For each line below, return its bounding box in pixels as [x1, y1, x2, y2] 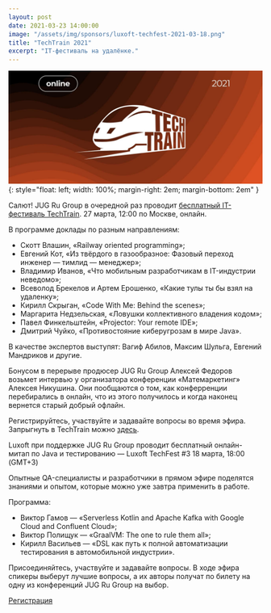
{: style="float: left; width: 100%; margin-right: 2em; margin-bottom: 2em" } [8, 184, 260, 194]
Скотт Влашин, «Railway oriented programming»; [19, 240, 186, 250]
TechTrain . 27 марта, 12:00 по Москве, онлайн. [47, 208, 207, 218]
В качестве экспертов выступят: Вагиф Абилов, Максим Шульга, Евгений [8, 342, 262, 351]
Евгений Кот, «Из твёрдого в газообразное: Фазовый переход [19, 249, 234, 258]
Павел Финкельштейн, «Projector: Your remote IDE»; [19, 317, 198, 327]
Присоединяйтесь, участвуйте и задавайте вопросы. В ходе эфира [8, 562, 240, 573]
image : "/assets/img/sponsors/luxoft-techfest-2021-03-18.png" [8, 30, 226, 38]
